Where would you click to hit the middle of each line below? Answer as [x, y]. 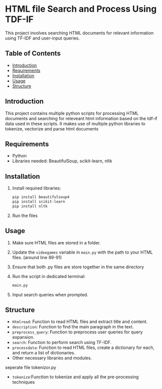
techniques [23, 382]
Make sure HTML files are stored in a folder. [57, 242]
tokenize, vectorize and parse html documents [52, 129]
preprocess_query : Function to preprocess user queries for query [77, 332]
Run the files [25, 216]
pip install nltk [30, 206]
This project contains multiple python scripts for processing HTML [72, 113]
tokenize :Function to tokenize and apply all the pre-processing [75, 377]
